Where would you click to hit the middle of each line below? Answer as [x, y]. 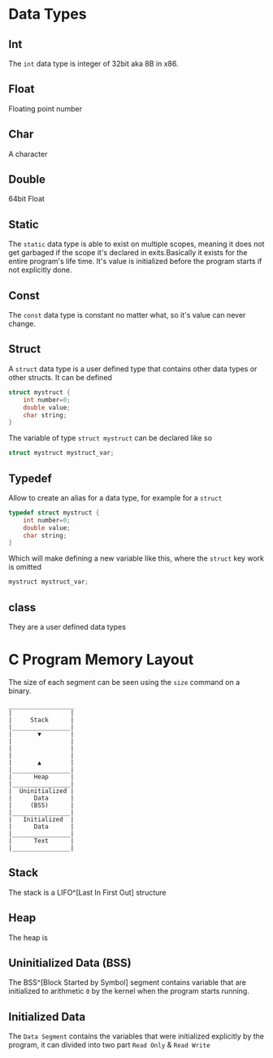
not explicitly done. [40, 270]
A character [28, 154]
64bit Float [26, 199]
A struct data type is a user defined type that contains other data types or [133, 369]
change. [22, 324]
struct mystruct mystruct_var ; [61, 453]
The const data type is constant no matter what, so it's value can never [127, 315]
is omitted [25, 567]
